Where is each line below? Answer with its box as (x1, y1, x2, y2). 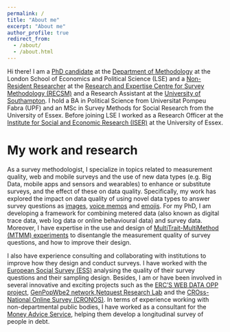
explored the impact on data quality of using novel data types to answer (7, 194, 211, 203)
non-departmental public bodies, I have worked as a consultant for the (7, 302, 207, 311)
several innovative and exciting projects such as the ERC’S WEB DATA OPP (7, 280, 218, 289)
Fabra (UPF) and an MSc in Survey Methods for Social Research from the (7, 104, 214, 112)
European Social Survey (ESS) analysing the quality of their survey (7, 266, 196, 274)
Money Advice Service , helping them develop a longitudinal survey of (7, 310, 204, 318)
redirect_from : (7, 36, 51, 43)
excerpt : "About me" (7, 23, 67, 30)
